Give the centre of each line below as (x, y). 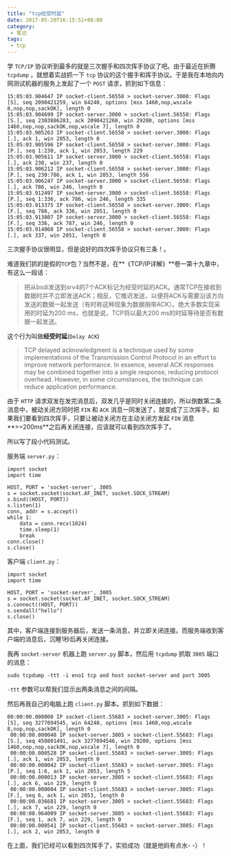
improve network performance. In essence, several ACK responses (119, 364)
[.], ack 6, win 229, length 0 (52, 784)
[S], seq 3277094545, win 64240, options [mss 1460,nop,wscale (100, 723)
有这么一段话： (28, 272)
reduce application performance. (70, 387)
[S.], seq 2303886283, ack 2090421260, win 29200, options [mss (101, 121)
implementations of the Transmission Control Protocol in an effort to (120, 357)
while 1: (20, 518)
